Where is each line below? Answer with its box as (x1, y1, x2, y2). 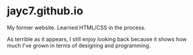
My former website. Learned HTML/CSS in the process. (7, 24, 146, 31)
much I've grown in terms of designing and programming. (7, 42, 151, 49)
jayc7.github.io (7, 4, 84, 18)
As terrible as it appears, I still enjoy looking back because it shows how (7, 35, 187, 42)
